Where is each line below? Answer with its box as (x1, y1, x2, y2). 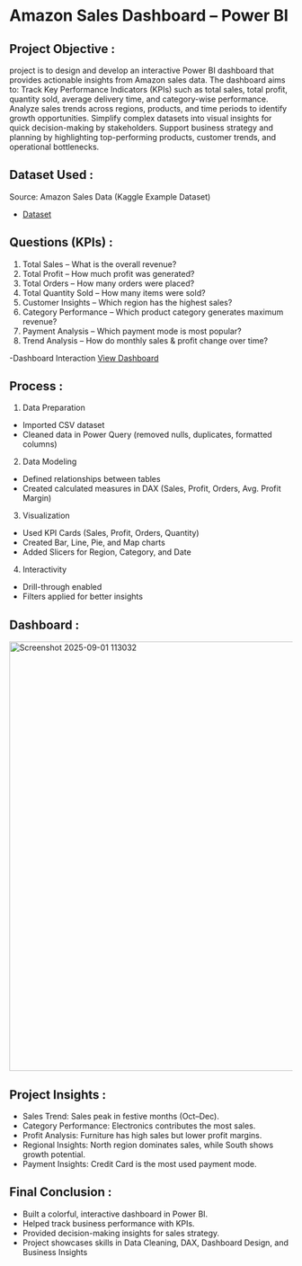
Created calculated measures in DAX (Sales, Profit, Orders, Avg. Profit (22, 483, 281, 495)
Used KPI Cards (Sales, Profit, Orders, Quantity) (22, 528, 200, 539)
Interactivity (22, 564, 67, 575)
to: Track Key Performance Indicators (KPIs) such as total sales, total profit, (9, 85, 288, 94)
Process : (9, 379, 63, 394)
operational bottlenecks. (9, 141, 100, 152)
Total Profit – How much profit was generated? (22, 268, 195, 279)
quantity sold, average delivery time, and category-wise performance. (9, 94, 269, 104)
